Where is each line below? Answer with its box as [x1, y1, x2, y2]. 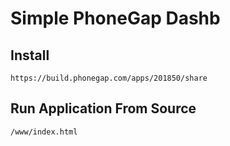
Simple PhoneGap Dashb [10, 7, 221, 30]
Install [10, 47, 50, 64]
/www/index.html [10, 127, 78, 137]
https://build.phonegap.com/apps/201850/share [10, 73, 208, 83]
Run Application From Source [10, 100, 197, 117]
